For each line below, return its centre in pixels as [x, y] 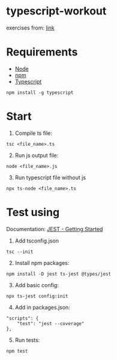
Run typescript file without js [50, 177]
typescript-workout [56, 11]
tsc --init [20, 252]
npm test [17, 351]
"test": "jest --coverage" [51, 323]
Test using [33, 213]
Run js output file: [37, 155]
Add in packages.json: [42, 307]
